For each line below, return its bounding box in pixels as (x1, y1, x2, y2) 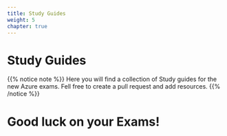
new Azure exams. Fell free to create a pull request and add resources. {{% (7, 82, 221, 91)
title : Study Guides (7, 10, 67, 17)
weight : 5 (7, 16, 36, 23)
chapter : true (7, 23, 48, 30)
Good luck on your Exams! (7, 114, 160, 129)
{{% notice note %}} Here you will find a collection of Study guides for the (7, 75, 217, 83)
